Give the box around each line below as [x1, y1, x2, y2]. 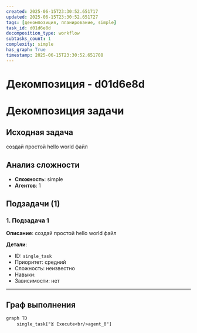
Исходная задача [6, 127, 73, 138]
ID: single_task [14, 253, 52, 260]
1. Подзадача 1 [6, 216, 50, 225]
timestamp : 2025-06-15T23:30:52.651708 [6, 52, 104, 58]
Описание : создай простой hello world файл [6, 230, 117, 237]
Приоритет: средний [14, 259, 66, 266]
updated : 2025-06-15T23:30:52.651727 [6, 14, 98, 20]
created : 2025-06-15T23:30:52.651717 [6, 8, 98, 15]
